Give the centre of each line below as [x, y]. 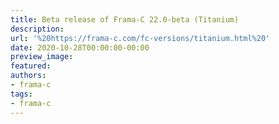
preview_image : [42, 57]
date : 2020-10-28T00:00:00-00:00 [80, 47]
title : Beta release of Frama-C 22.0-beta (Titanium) [125, 19]
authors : [28, 76]
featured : [31, 66]
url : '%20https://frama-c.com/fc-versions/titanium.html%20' [140, 38]
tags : [21, 94]
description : [37, 29]
